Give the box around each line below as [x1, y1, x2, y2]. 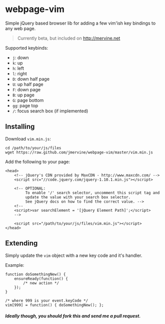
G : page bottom [12, 97, 44, 103]
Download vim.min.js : [5, 135, 51, 141]
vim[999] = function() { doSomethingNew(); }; [5, 302, 104, 307]
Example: [5, 262, 24, 268]
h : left [12, 65, 24, 71]
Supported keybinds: [5, 45, 48, 51]
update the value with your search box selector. [25, 195, 131, 200]
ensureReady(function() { [14, 276, 68, 281]
